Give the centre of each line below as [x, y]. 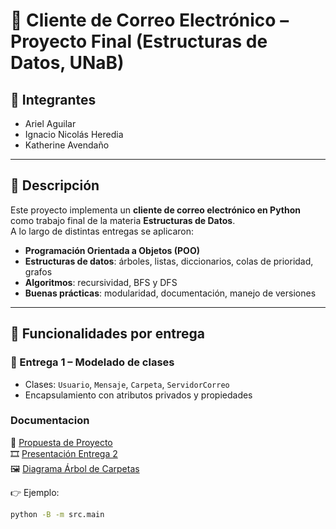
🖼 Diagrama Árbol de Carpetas [75, 468]
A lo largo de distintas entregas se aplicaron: [102, 231]
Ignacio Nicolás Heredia [74, 134]
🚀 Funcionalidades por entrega [107, 334]
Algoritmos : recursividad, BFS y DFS [101, 282]
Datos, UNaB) [67, 63]
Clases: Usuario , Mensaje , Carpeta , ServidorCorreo [127, 384]
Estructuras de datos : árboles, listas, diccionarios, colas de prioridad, [169, 261]
